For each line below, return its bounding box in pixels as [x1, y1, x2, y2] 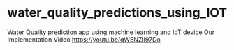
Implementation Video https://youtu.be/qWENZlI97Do [7, 35, 161, 43]
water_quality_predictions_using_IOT [7, 5, 228, 21]
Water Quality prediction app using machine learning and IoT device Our [7, 28, 215, 36]
